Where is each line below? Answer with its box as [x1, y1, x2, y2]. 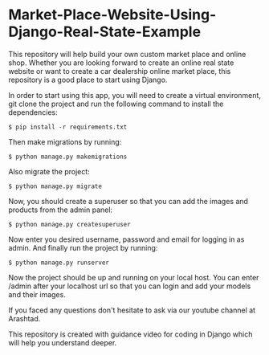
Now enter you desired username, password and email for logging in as [8, 235, 245, 244]
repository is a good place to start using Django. [8, 75, 168, 84]
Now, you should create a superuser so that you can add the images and [8, 196, 249, 206]
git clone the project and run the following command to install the [8, 99, 224, 108]
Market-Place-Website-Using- [8, 6, 217, 24]
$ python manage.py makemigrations [8, 153, 128, 161]
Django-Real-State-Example [8, 22, 202, 41]
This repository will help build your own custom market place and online [8, 49, 247, 59]
